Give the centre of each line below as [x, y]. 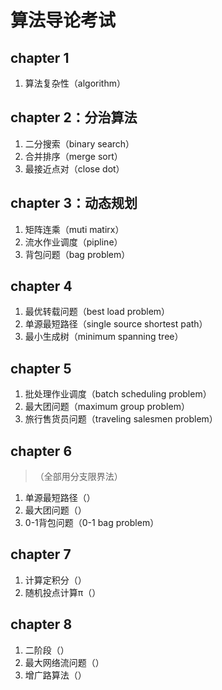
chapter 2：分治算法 [74, 117]
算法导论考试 [63, 20]
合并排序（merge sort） [73, 156]
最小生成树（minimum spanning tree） [104, 337]
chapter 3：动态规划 [74, 203]
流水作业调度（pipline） [73, 242]
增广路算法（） [55, 675]
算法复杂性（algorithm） [75, 83]
